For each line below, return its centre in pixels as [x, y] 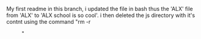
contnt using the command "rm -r [49, 22]
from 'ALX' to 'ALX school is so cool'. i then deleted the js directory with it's [101, 15]
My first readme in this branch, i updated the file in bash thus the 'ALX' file [100, 9]
